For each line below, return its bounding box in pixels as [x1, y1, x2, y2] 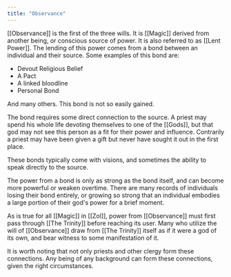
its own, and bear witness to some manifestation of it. [7, 234, 159, 242]
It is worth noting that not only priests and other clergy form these [7, 247, 194, 255]
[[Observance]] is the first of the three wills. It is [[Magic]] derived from [7, 29, 210, 37]
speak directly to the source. [7, 163, 88, 171]
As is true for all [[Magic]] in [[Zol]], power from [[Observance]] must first [7, 212, 216, 220]
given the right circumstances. [7, 261, 94, 269]
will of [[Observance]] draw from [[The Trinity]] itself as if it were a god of [7, 226, 217, 234]
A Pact [17, 72, 37, 80]
